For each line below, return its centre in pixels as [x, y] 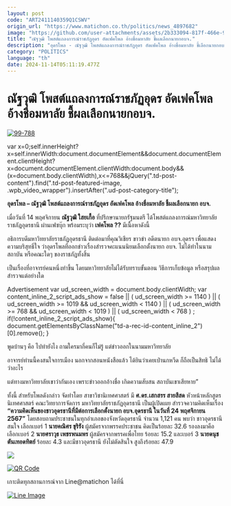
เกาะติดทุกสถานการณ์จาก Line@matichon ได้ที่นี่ [65, 481]
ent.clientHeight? [31, 161]
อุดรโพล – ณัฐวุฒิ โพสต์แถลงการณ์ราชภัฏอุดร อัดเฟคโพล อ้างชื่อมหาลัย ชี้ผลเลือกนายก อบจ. [109, 203]
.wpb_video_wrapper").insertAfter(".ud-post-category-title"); [93, 190]
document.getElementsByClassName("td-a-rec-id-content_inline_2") [105, 325]
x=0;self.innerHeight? [48, 146]
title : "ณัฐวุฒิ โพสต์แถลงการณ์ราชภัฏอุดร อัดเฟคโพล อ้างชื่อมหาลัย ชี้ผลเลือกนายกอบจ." [101, 39]
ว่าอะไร [15, 367]
